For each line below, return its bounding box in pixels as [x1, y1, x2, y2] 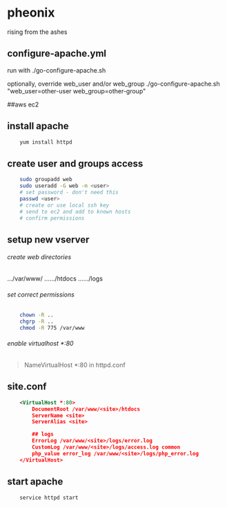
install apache [7, 120, 69, 132]
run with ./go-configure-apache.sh [7, 66, 106, 74]
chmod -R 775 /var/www [19, 324, 85, 331]
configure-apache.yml [7, 48, 107, 59]
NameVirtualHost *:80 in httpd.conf [23, 361, 126, 369]
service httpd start [19, 494, 79, 501]
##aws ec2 [7, 100, 39, 109]
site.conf [7, 381, 47, 393]
